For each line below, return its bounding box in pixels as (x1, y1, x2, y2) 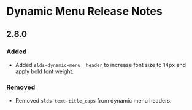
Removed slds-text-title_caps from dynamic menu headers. (15, 97, 172, 104)
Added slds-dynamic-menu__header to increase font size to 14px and (15, 61, 186, 68)
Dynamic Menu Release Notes (6, 4, 163, 18)
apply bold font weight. (15, 68, 74, 75)
